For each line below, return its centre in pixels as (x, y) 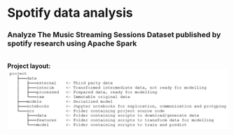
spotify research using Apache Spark (72, 43)
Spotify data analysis (70, 13)
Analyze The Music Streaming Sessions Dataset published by (114, 35)
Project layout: (29, 66)
